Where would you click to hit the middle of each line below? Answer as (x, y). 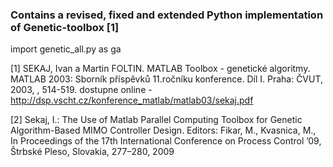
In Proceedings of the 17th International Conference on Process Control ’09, (166, 141)
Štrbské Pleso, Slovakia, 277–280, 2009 (92, 152)
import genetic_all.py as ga (66, 49)
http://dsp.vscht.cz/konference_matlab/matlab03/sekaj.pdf (132, 100)
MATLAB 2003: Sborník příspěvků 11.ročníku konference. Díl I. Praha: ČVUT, (167, 79)
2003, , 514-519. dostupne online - (81, 90)
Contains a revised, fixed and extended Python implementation (167, 15)
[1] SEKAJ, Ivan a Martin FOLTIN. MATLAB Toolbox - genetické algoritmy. (160, 69)
